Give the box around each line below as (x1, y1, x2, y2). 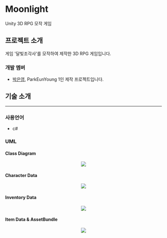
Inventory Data (5, 194, 37, 200)
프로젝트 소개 (5, 36, 43, 45)
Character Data (5, 172, 37, 178)
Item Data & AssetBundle (5, 217, 58, 223)
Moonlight (5, 3, 49, 15)
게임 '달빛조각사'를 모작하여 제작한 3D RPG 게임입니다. (5, 51, 111, 57)
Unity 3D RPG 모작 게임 (5, 20, 52, 26)
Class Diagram (5, 150, 36, 156)
